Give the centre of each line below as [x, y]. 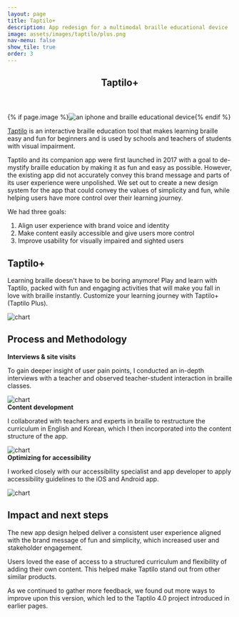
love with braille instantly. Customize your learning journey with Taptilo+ [113, 296]
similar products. [32, 576]
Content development [40, 407]
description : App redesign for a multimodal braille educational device [118, 27]
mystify [19, 168]
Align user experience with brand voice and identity [93, 226]
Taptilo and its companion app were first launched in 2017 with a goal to [113, 160]
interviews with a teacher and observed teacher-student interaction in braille [120, 378]
